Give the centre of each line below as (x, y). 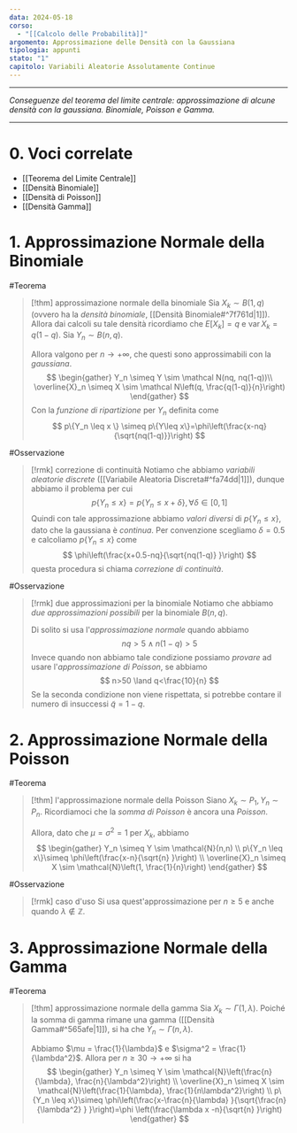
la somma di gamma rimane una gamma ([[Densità (122, 1020)
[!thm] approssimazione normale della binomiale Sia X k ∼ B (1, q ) (148, 304)
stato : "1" (29, 58)
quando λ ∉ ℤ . (58, 912)
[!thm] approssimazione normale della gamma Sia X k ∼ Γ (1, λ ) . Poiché (158, 1010)
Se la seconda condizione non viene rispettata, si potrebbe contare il (156, 695)
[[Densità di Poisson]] (61, 197)
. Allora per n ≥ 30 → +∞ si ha (136, 1058)
